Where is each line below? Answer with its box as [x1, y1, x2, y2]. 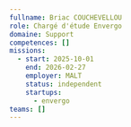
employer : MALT [25, 72, 83, 80]
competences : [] [9, 38, 70, 47]
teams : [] [9, 105, 47, 114]
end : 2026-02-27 [25, 63, 87, 72]
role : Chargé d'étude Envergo [9, 21, 123, 30]
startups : [25, 88, 63, 97]
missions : [9, 47, 47, 55]
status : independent [25, 80, 102, 89]
